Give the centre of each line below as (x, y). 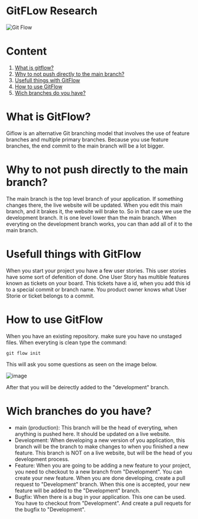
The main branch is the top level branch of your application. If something (95, 198)
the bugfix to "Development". (50, 509)
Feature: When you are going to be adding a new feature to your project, (103, 465)
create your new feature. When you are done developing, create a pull (100, 478)
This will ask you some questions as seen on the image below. (82, 364)
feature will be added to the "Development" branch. (77, 491)
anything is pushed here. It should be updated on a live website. (92, 434)
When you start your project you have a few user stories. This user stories (96, 270)
